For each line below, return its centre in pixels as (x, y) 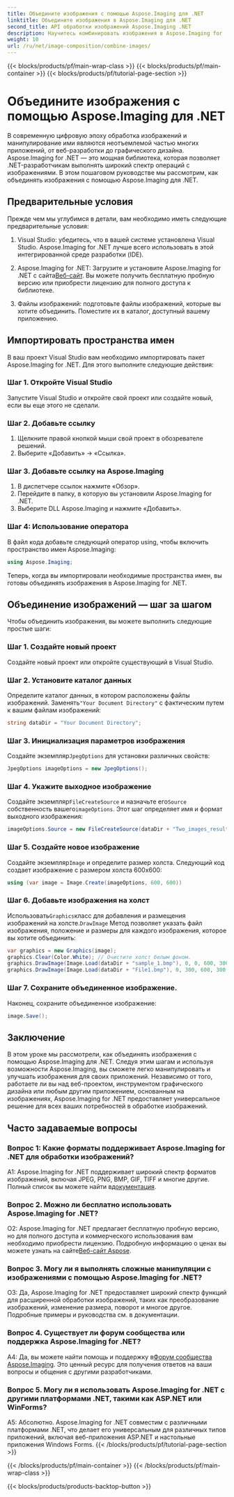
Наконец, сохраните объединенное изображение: (82, 1003)
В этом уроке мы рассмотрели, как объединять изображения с (102, 1054)
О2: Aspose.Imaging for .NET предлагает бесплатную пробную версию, (113, 1229)
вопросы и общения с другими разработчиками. (80, 1372)
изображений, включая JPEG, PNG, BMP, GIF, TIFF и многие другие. (109, 1179)
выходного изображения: (45, 817)
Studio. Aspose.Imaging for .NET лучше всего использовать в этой (115, 247)
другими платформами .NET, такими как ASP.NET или (104, 1398)
